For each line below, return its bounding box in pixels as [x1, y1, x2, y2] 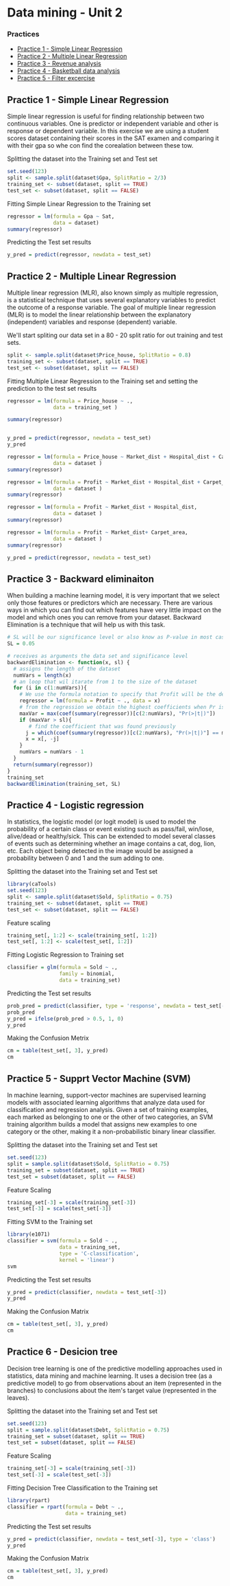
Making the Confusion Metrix [7, 1034, 89, 1042]
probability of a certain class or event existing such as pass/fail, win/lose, [7, 825, 214, 833]
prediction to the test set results [7, 384, 97, 392]
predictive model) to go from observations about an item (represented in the [7, 1379, 222, 1387]
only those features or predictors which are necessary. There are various [7, 599, 214, 607]
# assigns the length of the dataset [13, 665, 121, 672]
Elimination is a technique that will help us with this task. [7, 620, 166, 629]
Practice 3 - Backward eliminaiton [7, 573, 154, 585]
